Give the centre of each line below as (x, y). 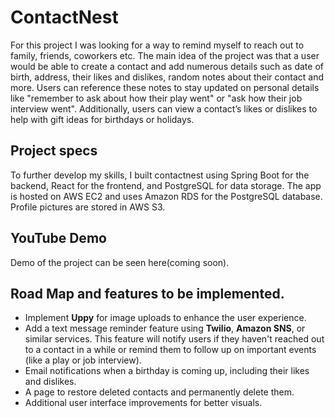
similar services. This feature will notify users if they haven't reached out (174, 339)
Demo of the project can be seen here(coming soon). (120, 262)
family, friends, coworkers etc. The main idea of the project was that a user (165, 55)
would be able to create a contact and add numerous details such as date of (167, 66)
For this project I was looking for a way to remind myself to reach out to (157, 45)
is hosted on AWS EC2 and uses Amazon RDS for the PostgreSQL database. (166, 196)
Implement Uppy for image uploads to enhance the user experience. (165, 318)
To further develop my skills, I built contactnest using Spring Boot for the (160, 175)
